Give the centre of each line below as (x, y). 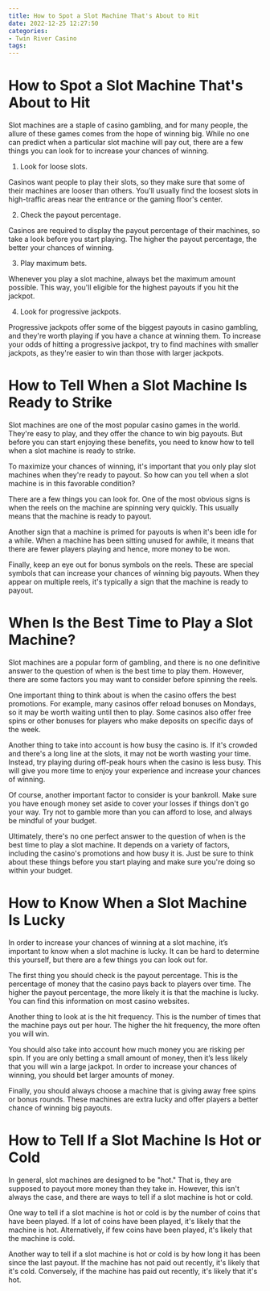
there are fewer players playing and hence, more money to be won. (119, 549)
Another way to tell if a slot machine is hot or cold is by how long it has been (135, 1254)
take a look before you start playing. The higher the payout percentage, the (133, 239)
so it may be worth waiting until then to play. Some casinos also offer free (130, 712)
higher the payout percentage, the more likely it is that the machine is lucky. (134, 992)
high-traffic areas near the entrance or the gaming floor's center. (116, 199)
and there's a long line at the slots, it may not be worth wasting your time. (130, 753)
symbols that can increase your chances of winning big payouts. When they (134, 573)
